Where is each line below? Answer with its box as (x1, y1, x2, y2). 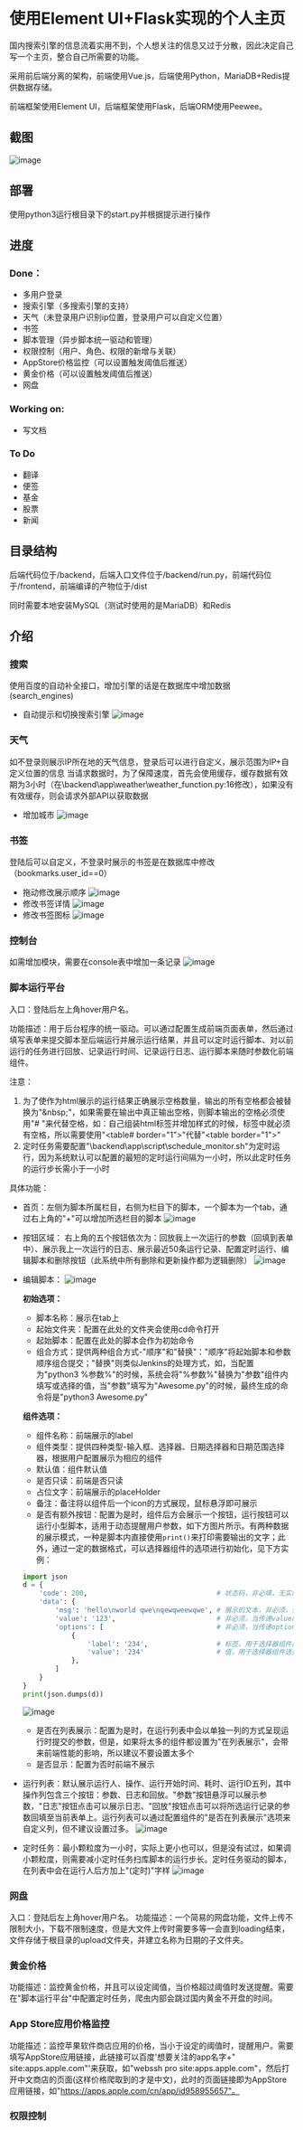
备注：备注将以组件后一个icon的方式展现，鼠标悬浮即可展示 (35, 1497, 258, 1508)
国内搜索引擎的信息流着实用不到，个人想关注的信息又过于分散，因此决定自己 (9, 40, 294, 51)
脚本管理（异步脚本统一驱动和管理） (22, 335, 158, 345)
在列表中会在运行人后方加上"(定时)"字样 (22, 1864, 171, 1876)
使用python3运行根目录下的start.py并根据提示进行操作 (9, 209, 211, 220)
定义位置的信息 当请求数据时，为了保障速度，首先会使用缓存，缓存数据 (9, 768, 272, 778)
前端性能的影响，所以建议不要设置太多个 (43, 1747, 195, 1758)
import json (22, 1572, 68, 1581)
